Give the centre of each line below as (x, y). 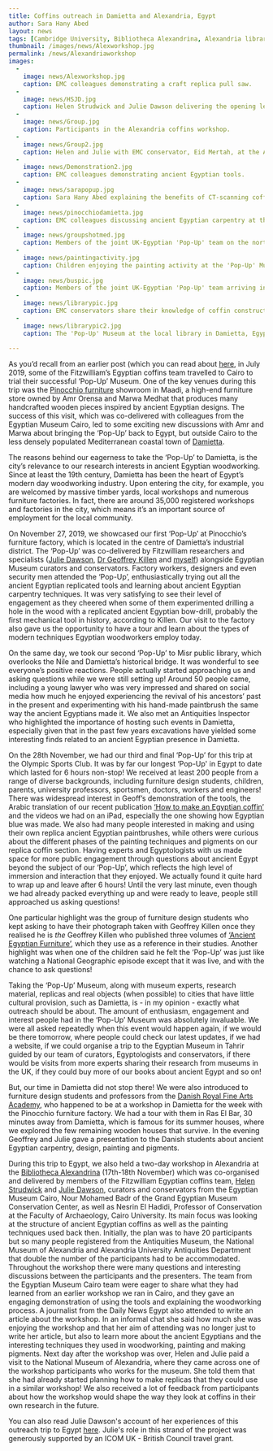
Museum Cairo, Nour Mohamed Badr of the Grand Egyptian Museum (123, 1198)
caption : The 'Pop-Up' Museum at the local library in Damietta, (136, 333)
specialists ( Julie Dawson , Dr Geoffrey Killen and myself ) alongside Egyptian (136, 560)
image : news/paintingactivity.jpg (81, 258)
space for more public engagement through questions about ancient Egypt (133, 859)
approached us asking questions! (64, 902)
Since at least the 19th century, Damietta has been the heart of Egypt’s (126, 475)
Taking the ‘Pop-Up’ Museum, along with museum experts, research (123, 985)
